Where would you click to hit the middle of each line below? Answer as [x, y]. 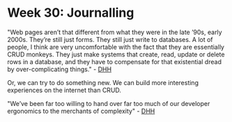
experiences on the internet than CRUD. [64, 90]
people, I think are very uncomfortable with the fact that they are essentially [116, 47]
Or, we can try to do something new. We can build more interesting [103, 82]
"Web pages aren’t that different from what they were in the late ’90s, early [115, 32]
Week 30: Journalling [71, 13]
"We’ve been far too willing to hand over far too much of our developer [109, 103]
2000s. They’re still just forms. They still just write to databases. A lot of [110, 39]
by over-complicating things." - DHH [60, 69]
